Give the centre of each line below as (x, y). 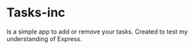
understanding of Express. (44, 38)
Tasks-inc (36, 13)
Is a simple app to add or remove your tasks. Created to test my (97, 32)
